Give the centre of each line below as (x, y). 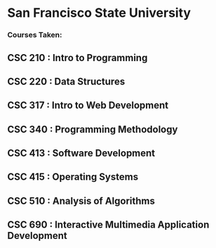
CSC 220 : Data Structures (66, 81)
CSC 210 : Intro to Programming (77, 58)
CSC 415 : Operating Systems (73, 177)
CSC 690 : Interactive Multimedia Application (108, 225)
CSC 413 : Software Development (81, 154)
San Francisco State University (99, 13)
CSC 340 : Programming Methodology (93, 129)
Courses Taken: (35, 35)
